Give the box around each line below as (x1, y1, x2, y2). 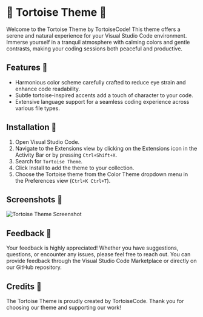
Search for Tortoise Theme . (15, 157, 83, 165)
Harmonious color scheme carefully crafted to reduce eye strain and (15, 78, 186, 86)
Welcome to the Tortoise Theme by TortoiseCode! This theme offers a (6, 26, 181, 33)
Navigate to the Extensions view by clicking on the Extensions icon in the (15, 145, 198, 152)
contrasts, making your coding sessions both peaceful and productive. (6, 45, 183, 52)
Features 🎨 (6, 63, 48, 73)
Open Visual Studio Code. (15, 138, 80, 145)
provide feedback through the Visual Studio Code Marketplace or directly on (6, 257, 197, 265)
